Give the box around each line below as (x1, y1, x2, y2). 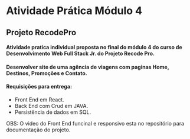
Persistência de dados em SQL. (14, 109, 91, 116)
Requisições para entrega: (6, 83, 73, 90)
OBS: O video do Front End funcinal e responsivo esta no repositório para (6, 120, 185, 127)
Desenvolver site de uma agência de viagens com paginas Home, (6, 63, 169, 70)
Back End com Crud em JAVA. (14, 102, 89, 109)
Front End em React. (14, 96, 65, 103)
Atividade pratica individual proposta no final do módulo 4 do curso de (6, 44, 183, 51)
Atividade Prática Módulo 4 (6, 4, 143, 18)
